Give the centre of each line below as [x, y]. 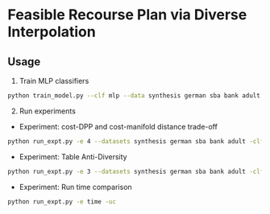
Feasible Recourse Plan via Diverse [127, 15]
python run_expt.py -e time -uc [62, 202]
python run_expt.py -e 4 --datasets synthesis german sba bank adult [127, 141]
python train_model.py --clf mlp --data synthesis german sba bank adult [134, 96]
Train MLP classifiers [54, 81]
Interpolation [52, 32]
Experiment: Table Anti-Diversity [73, 156]
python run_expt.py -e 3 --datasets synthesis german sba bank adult [127, 171]
